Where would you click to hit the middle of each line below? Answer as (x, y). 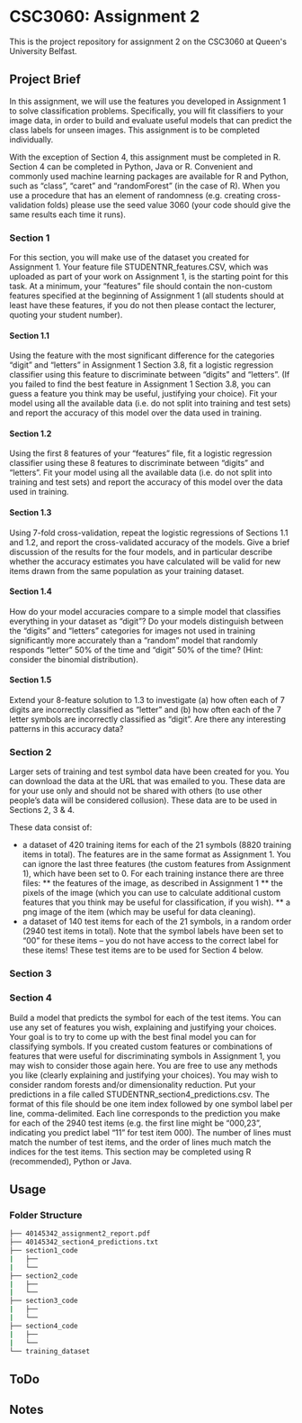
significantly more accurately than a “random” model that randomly (133, 640)
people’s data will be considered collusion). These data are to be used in (143, 800)
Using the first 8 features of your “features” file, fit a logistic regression (141, 453)
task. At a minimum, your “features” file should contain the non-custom (141, 287)
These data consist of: (51, 827)
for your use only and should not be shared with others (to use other (136, 791)
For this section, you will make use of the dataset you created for (129, 258)
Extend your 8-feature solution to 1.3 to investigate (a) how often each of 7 (147, 700)
